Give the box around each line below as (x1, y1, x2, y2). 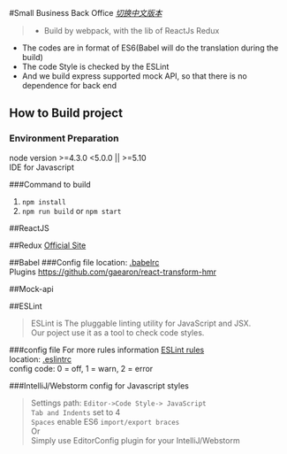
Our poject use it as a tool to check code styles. (30, 327, 205, 338)
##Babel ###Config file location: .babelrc (9, 257, 160, 267)
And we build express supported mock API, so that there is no (21, 71, 247, 81)
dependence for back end (21, 81, 117, 90)
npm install (21, 197, 66, 206)
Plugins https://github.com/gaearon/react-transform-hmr (9, 266, 216, 277)
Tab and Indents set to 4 (30, 406, 121, 418)
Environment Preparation (9, 132, 119, 144)
